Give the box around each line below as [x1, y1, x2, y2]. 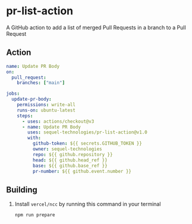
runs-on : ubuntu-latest [17, 107, 76, 113]
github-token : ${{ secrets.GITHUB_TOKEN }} [32, 141, 143, 147]
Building [6, 185, 37, 195]
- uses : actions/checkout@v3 [21, 118, 95, 125]
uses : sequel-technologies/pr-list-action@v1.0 [27, 129, 147, 135]
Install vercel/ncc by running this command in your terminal [14, 201, 161, 208]
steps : [17, 113, 33, 119]
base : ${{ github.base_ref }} [32, 163, 108, 169]
